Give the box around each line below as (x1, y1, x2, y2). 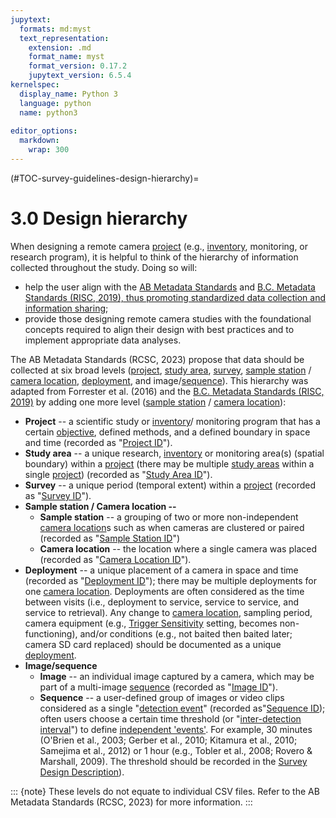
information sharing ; (24, 302, 109, 314)
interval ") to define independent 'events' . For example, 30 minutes (39, 723, 313, 735)
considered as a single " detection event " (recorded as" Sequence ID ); (39, 702, 326, 714)
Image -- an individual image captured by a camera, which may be (39, 670, 315, 682)
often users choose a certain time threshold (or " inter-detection (39, 712, 302, 725)
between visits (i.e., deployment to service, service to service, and (24, 596, 299, 608)
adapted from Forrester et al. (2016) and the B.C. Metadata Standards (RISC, (10, 385, 325, 397)
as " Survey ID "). (24, 489, 92, 501)
